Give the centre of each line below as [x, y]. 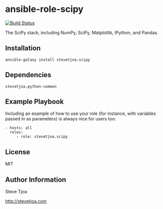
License [18, 152]
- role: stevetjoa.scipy [42, 137]
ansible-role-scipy [44, 9]
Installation [23, 48]
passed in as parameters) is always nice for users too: [61, 119]
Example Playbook [34, 101]
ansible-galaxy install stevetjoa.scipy [48, 60]
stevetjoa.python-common [31, 86]
